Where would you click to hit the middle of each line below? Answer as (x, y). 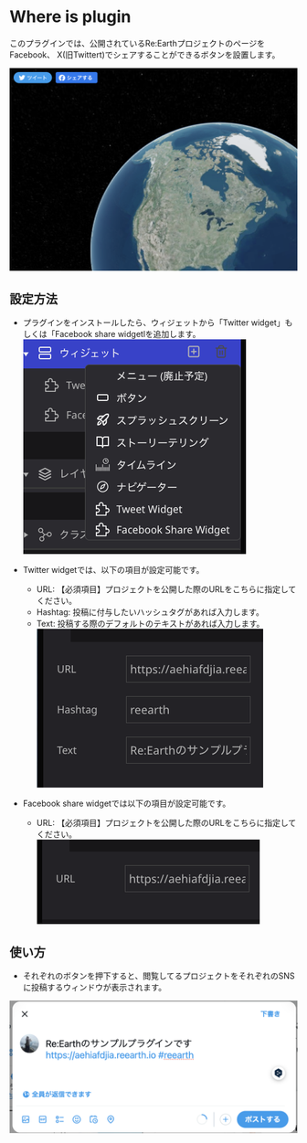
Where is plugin (70, 17)
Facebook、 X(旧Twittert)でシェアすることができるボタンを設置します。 (145, 54)
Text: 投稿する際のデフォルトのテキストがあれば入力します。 (150, 624)
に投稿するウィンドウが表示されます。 (95, 987)
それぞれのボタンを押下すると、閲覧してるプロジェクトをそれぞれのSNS (159, 976)
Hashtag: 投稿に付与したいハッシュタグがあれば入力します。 (150, 612)
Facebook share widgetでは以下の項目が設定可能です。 (127, 804)
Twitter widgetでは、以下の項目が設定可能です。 (113, 570)
